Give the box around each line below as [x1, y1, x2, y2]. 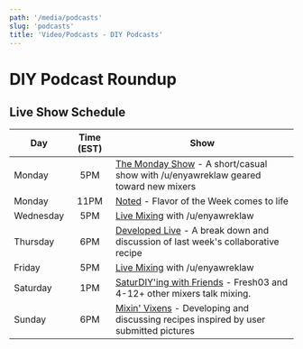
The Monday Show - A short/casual [115, 158, 268, 170]
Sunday [14, 313, 47, 326]
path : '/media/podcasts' [9, 13, 103, 23]
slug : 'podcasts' [9, 22, 75, 31]
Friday [14, 262, 41, 274]
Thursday [14, 235, 55, 248]
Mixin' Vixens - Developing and [115, 302, 250, 315]
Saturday [14, 281, 52, 294]
